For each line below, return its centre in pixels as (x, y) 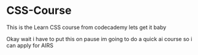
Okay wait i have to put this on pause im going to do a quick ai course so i (99, 39)
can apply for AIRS (30, 45)
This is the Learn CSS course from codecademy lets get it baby (86, 27)
